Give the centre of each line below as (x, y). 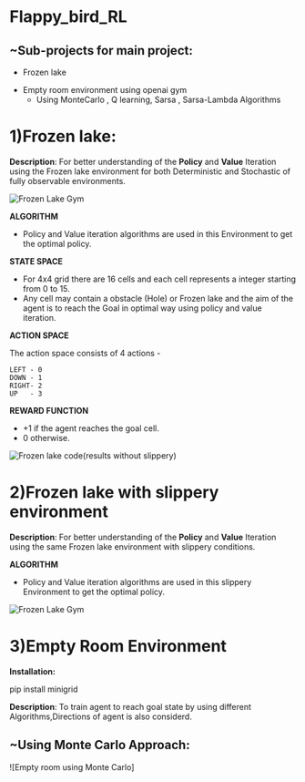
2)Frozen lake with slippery (114, 493)
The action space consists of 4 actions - (85, 353)
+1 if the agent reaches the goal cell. (91, 428)
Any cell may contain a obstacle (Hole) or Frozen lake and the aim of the (158, 298)
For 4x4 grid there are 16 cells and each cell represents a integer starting (159, 279)
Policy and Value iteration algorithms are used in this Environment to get (158, 233)
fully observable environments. (67, 180)
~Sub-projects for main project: (101, 51)
